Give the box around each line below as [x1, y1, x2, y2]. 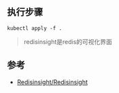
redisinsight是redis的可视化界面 [23, 37, 112, 45]
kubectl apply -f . [7, 24, 63, 32]
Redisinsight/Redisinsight [16, 77, 88, 86]
